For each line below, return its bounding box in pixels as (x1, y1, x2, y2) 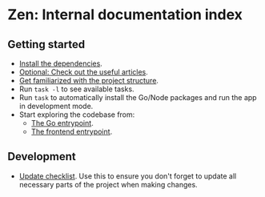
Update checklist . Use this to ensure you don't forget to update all (18, 171, 237, 181)
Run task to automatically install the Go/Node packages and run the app (18, 93, 257, 102)
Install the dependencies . (18, 58, 103, 68)
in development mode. (18, 102, 94, 111)
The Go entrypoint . (30, 119, 94, 127)
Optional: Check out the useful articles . (18, 67, 149, 77)
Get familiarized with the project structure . (18, 76, 159, 85)
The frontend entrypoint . (30, 127, 113, 136)
